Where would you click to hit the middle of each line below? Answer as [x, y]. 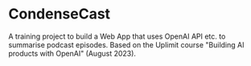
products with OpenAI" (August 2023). [72, 53]
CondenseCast [60, 14]
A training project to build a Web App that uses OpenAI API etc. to [117, 36]
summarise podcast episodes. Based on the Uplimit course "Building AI [126, 44]
